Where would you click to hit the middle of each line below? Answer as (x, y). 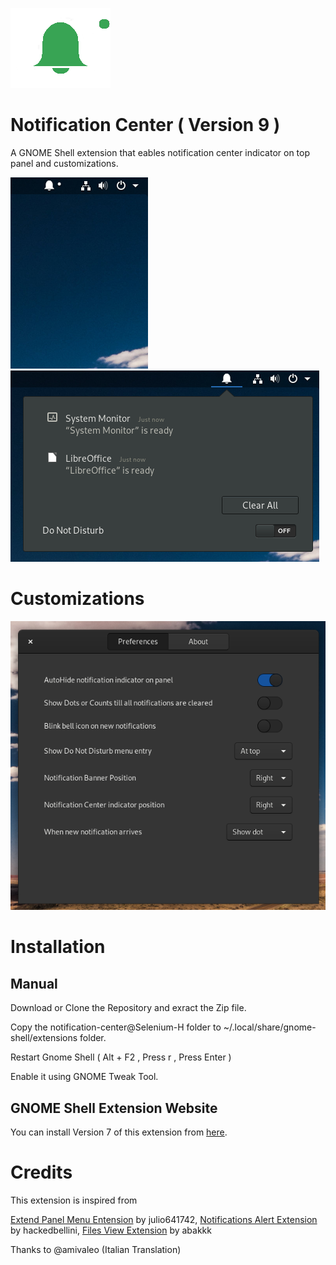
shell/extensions (44, 1038)
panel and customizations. (64, 163)
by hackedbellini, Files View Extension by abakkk (111, 1230)
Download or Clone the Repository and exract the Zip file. (128, 1008)
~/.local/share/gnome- (270, 1027)
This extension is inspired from (74, 1200)
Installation (58, 947)
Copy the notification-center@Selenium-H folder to (116, 1027)
